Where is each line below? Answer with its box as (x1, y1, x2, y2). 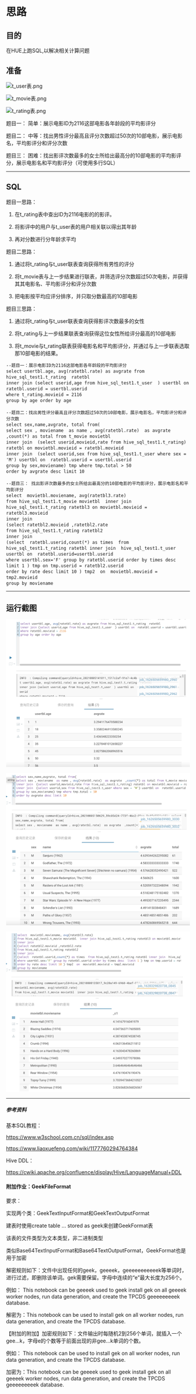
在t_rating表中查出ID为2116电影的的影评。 (14, 211, 115, 218)
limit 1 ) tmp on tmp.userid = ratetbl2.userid (6, 563, 124, 569)
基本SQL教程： (6, 1122, 42, 1129)
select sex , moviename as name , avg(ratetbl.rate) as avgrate (6, 428, 171, 433)
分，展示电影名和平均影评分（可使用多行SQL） (6, 159, 118, 166)
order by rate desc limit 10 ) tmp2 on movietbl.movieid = (6, 569, 158, 574)
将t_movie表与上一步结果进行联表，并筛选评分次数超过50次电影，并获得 (14, 273, 188, 280)
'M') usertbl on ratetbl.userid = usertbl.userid (6, 457, 132, 463)
